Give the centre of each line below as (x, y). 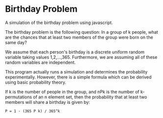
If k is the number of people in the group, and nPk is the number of (72, 92)
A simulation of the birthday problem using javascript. (59, 23)
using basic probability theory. (36, 82)
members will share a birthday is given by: (48, 102)
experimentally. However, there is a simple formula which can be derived (78, 77)
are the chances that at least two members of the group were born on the (79, 37)
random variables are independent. (40, 62)
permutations (19, 97)
